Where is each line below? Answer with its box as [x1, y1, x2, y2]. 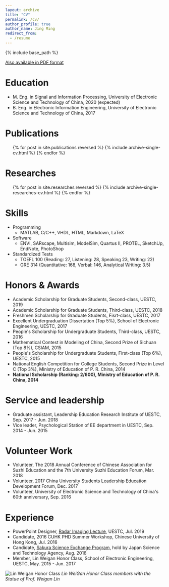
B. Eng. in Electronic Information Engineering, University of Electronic [12, 104, 157, 110]
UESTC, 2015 [12, 355, 40, 361]
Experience [5, 512, 54, 523]
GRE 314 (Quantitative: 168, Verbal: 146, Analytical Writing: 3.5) [20, 262, 151, 268]
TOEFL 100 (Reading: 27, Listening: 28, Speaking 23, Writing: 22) [20, 256, 155, 262]
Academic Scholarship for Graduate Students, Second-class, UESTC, [12, 296, 156, 302]
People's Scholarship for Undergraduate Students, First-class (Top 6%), [12, 350, 162, 356]
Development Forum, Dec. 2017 [12, 483, 78, 489]
